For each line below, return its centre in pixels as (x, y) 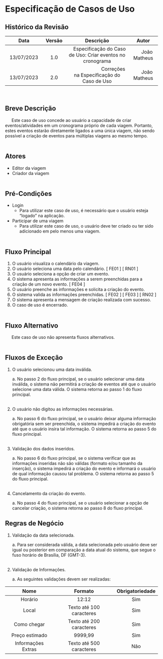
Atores (15, 156)
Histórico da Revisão (37, 27)
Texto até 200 (84, 621)
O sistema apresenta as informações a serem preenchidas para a (77, 279)
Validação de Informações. (39, 569)
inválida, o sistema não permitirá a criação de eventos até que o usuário (84, 384)
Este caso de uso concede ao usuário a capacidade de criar (72, 120)
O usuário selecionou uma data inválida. (52, 369)
